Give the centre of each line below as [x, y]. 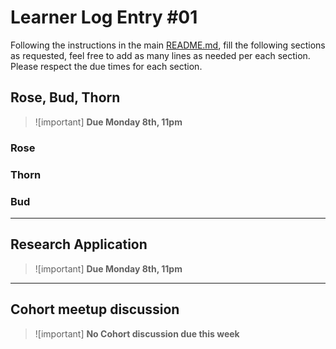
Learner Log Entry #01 [104, 17]
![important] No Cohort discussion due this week [137, 333]
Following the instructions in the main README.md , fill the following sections [168, 45]
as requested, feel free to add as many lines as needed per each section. [160, 55]
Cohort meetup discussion [95, 309]
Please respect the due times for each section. [106, 66]
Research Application [79, 244]
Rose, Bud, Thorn [65, 97]
